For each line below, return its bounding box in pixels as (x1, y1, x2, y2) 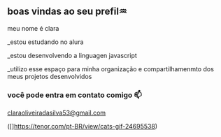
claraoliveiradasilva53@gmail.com (7, 108, 106, 117)
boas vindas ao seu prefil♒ (7, 6, 127, 17)
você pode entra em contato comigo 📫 (7, 90, 142, 100)
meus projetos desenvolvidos (7, 72, 92, 80)
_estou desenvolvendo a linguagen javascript (7, 51, 138, 59)
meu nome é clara (7, 24, 59, 32)
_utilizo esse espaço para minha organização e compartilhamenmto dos (7, 64, 215, 73)
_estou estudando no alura (7, 38, 84, 46)
